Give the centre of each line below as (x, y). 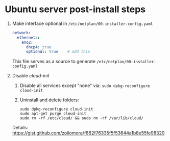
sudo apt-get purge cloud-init (53, 114)
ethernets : (29, 37)
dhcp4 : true (39, 47)
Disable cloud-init (31, 76)
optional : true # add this (58, 52)
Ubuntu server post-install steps (75, 9)
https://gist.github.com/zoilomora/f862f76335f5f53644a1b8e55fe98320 (88, 133)
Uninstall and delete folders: (50, 100)
